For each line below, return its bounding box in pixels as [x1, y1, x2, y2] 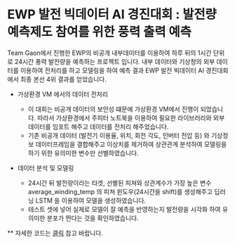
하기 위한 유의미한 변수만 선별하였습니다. [27, 148, 139, 157]
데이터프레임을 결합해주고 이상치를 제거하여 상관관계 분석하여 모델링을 [35, 140, 227, 148]
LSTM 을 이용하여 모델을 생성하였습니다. [35, 196, 146, 205]
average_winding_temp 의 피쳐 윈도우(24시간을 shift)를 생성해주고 [27, 187, 213, 195]
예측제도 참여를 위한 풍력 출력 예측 [7, 24, 192, 40]
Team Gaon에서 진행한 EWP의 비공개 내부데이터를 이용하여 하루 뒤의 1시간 [7, 49, 212, 57]
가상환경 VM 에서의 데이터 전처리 [17, 89, 109, 98]
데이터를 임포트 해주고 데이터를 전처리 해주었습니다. [27, 122, 169, 131]
